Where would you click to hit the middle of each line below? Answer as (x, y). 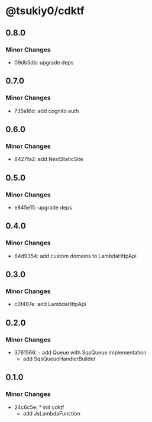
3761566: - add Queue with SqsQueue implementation (80, 352)
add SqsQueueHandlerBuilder (59, 359)
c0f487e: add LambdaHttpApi (50, 304)
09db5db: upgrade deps (44, 62)
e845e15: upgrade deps (43, 207)
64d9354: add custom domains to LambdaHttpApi (75, 256)
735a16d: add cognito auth (46, 111)
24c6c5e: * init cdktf (39, 407)
